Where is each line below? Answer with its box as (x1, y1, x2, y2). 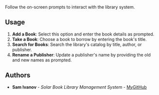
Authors (5, 71, 31, 79)
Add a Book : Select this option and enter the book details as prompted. (12, 31, 155, 37)
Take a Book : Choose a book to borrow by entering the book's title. (12, 36, 147, 42)
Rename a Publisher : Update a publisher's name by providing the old (12, 52, 151, 57)
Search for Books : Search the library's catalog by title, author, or (12, 41, 142, 47)
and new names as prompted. (12, 57, 72, 63)
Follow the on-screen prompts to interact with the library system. (5, 4, 135, 10)
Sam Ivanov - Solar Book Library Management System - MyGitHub (12, 84, 147, 90)
